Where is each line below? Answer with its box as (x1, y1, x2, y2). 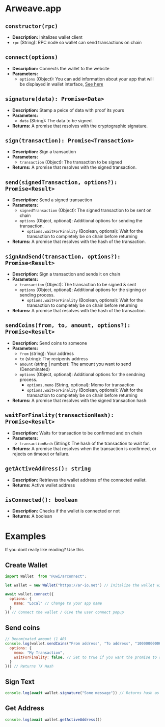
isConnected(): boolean (5, 496, 78, 503)
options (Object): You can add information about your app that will (19, 76, 154, 81)
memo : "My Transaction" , (14, 650, 65, 655)
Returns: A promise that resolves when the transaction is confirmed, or (12, 445, 157, 452)
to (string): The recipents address (19, 355, 88, 361)
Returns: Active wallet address (12, 482, 75, 488)
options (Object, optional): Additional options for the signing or (19, 287, 146, 293)
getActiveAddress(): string (5, 465, 91, 472)
